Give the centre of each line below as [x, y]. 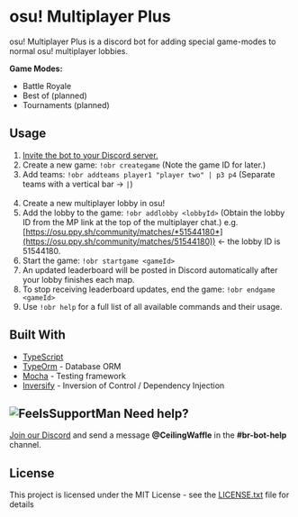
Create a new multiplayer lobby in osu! [93, 203]
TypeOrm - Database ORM [72, 366]
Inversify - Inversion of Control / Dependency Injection [123, 385]
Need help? [156, 413]
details [22, 504]
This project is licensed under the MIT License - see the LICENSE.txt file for [149, 495]
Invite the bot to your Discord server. [90, 155]
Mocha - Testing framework [74, 376]
